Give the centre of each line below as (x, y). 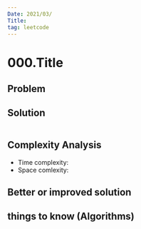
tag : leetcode (28, 27)
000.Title (36, 62)
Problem (27, 89)
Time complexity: (43, 162)
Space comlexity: (43, 170)
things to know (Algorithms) (71, 217)
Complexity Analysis (54, 145)
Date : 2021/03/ (30, 14)
